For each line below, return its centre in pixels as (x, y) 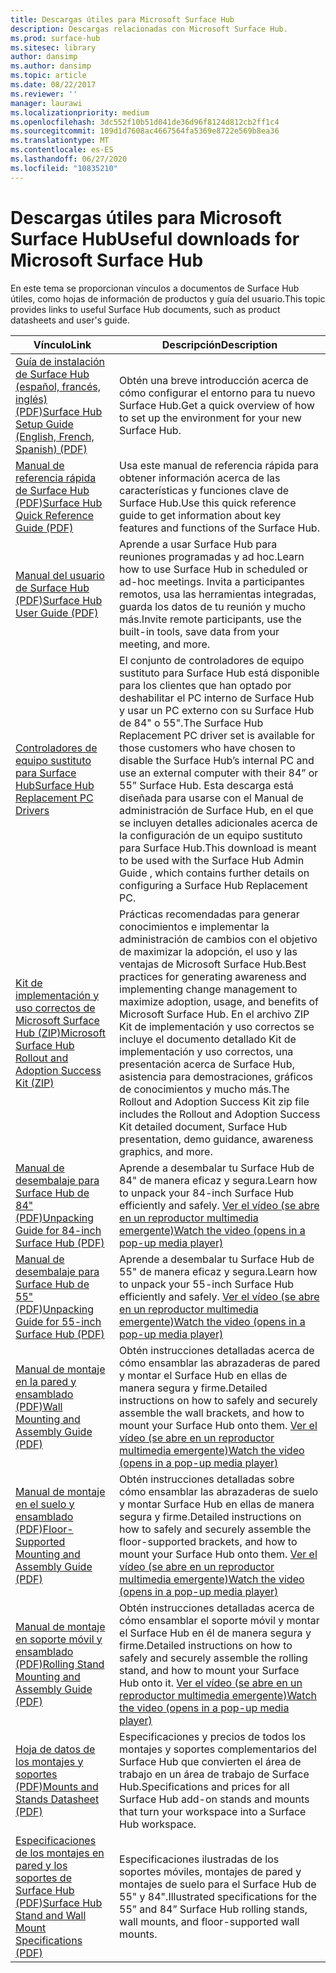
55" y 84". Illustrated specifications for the (218, 1896)
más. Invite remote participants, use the (210, 619)
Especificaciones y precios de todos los (213, 1736)
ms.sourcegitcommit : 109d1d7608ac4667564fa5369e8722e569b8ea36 (145, 131)
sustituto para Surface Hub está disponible (219, 673)
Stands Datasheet (57, 1799)
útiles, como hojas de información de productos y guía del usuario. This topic (168, 298)
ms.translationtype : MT (60, 141)
